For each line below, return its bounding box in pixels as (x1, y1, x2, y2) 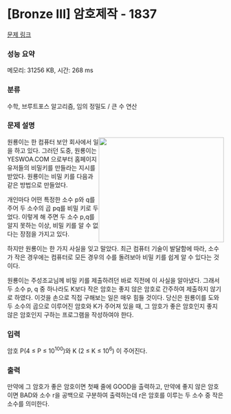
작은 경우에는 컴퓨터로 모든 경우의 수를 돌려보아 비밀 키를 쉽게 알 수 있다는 (14, 252, 212, 261)
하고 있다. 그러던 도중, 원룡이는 (14, 146, 98, 155)
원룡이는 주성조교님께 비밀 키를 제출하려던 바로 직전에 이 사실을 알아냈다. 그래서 (7, 276, 220, 284)
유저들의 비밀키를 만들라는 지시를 (7, 163, 96, 172)
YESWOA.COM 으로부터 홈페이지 (7, 155, 98, 163)
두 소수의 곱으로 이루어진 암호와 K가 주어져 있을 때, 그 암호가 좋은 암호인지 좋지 (7, 302, 218, 310)
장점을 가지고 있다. (19, 230, 70, 238)
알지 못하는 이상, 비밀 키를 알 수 (7, 221, 91, 229)
